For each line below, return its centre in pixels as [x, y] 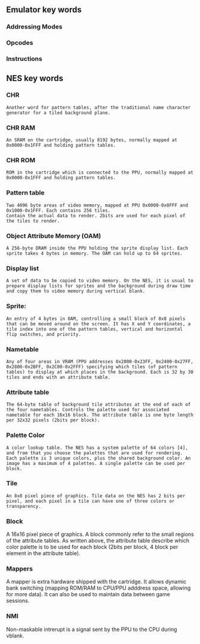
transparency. [24, 506]
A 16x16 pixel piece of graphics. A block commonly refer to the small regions [100, 534]
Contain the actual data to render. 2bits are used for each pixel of [96, 215]
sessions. [18, 601]
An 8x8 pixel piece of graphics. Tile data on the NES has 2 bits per [96, 496]
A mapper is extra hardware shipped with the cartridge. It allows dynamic [96, 582]
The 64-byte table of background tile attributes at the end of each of [99, 405]
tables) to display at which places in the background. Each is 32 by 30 [100, 372]
